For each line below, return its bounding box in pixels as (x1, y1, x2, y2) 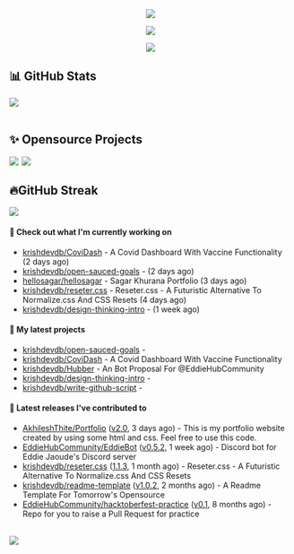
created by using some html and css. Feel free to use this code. (22, 432, 257, 443)
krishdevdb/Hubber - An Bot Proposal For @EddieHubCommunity (22, 363, 264, 374)
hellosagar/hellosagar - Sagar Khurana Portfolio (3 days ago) (22, 275, 247, 286)
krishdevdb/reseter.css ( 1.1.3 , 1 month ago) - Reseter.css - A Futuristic (22, 461, 281, 472)
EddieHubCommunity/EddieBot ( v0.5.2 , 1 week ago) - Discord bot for (22, 442, 277, 453)
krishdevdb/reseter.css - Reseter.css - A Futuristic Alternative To (22, 284, 262, 295)
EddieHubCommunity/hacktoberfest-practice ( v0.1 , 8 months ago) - (22, 499, 272, 510)
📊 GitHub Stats (9, 69, 97, 84)
